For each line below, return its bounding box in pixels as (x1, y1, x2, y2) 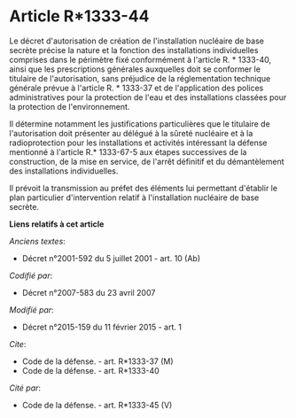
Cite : (9, 338, 27, 349)
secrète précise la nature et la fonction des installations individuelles (9, 44, 259, 55)
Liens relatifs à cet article (9, 219, 105, 229)
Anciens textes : (9, 236, 66, 246)
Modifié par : (9, 304, 55, 315)
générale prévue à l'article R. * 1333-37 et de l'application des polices (9, 82, 264, 93)
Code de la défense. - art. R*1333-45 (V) (21, 399, 173, 410)
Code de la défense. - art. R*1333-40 (21, 365, 160, 375)
